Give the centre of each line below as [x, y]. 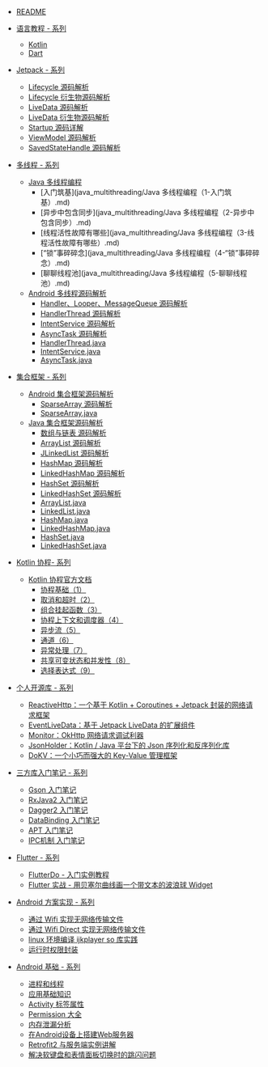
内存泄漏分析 [49, 1024]
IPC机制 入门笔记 [56, 840]
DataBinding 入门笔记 [64, 820]
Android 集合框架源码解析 [71, 394]
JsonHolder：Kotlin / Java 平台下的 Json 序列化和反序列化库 [129, 745]
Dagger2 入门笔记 [58, 810]
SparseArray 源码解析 [77, 404]
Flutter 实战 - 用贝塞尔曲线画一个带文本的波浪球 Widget [120, 885]
